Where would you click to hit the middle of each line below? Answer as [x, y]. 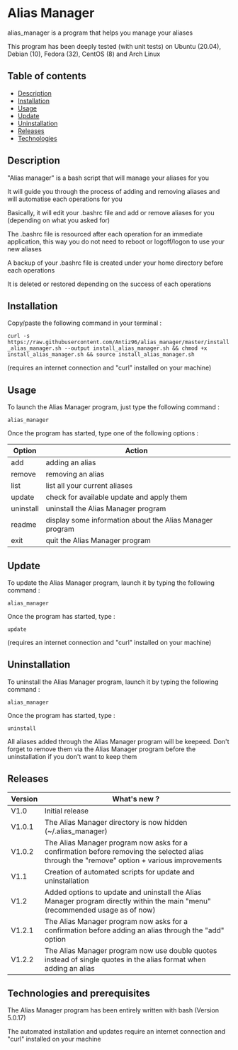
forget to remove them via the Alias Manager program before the [102, 749]
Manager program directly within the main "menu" [128, 901]
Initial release [67, 811]
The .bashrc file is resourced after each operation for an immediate [105, 234]
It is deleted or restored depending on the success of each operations [109, 284]
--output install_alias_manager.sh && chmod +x [136, 348]
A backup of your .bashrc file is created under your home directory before [115, 263]
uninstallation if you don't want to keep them [72, 756]
